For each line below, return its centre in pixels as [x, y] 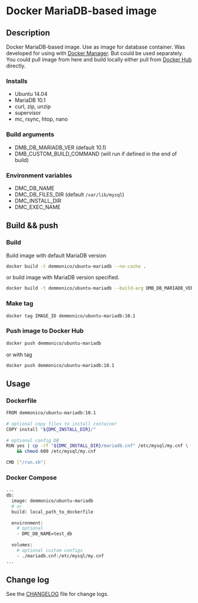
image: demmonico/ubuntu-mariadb [52, 501]
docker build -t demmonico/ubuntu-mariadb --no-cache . [76, 266]
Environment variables [39, 175]
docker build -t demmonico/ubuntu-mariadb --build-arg [75, 288]
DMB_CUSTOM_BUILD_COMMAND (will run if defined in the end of [96, 154]
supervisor [28, 113]
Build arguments [30, 134]
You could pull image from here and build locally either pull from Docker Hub [99, 59]
